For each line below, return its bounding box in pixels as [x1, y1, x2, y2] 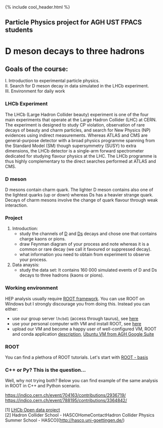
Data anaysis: [12, 262, 40, 268]
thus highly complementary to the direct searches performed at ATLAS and [5, 158, 156, 164]
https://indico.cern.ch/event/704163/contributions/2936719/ [5, 392, 126, 398]
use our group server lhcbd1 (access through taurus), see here [12, 315, 139, 321]
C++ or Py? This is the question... [5, 366, 86, 373]
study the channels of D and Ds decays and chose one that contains [19, 231, 157, 236]
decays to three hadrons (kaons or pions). [19, 272, 104, 278]
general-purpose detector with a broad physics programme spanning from [5, 137, 155, 143]
